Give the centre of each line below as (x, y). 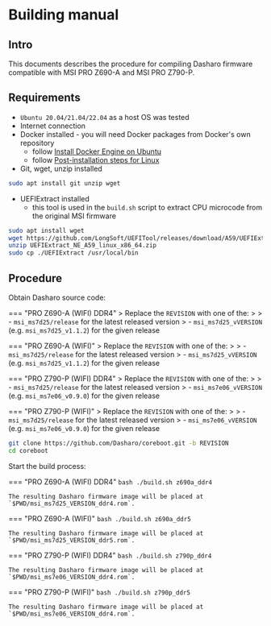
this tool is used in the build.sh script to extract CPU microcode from (147, 207)
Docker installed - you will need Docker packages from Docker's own (135, 134)
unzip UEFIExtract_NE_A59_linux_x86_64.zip (83, 246)
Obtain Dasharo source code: (57, 297)
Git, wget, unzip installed (61, 168)
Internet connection (53, 126)
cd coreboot (28, 450)
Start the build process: (47, 466)
